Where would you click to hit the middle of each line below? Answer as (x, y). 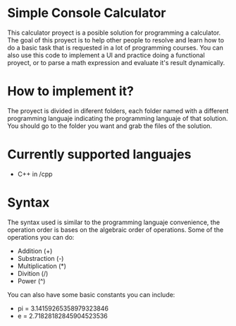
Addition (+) (35, 251)
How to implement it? (71, 92)
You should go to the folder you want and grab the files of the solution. (110, 126)
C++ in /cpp (35, 174)
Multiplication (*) (42, 266)
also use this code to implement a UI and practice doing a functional (106, 55)
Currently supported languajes (99, 155)
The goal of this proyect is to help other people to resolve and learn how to (116, 40)
